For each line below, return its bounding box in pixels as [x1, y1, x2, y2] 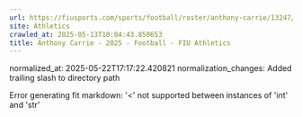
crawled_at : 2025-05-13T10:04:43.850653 [9, 30, 164, 39]
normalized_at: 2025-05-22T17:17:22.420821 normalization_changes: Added [9, 63, 292, 74]
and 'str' [9, 100, 40, 111]
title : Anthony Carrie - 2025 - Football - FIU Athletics [9, 38, 231, 48]
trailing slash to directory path [9, 73, 120, 84]
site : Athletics [9, 22, 70, 31]
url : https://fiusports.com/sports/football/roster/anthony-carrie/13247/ [9, 13, 296, 22]
